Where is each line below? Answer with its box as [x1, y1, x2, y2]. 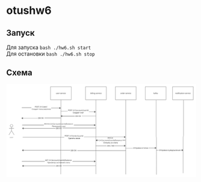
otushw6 [6, 4, 52, 18]
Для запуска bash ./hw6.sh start [6, 44, 91, 51]
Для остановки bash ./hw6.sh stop [6, 50, 95, 57]
